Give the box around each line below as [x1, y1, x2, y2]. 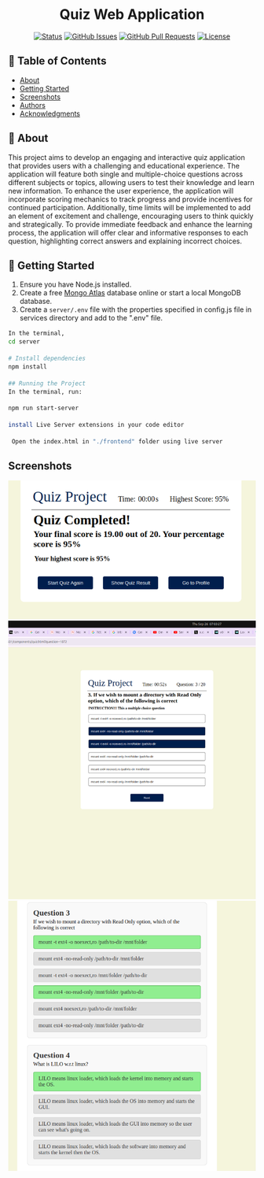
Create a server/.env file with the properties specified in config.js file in [19, 305, 252, 314]
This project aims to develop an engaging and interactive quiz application [8, 152, 245, 162]
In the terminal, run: [8, 387, 82, 395]
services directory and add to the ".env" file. [19, 313, 163, 323]
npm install [8, 362, 47, 371]
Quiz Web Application [59, 6, 205, 24]
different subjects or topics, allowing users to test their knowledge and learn [8, 177, 255, 187]
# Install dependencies [8, 354, 86, 362]
